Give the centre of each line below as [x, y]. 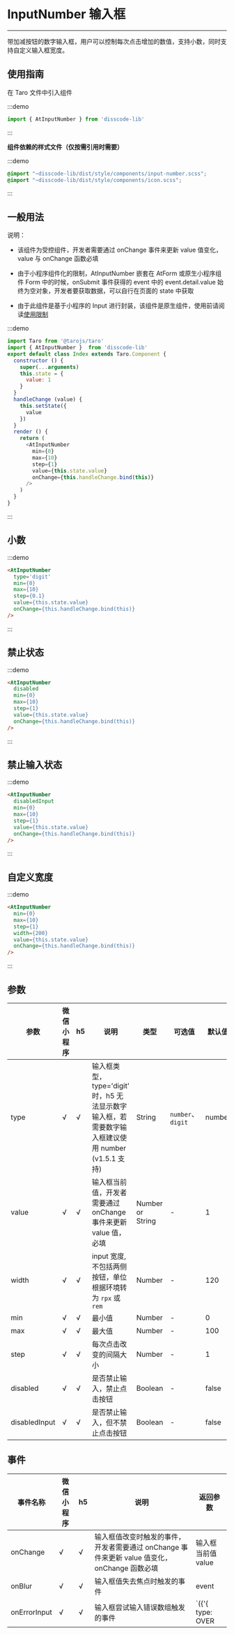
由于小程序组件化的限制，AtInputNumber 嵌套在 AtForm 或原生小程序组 [119, 273]
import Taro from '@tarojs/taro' [56, 341]
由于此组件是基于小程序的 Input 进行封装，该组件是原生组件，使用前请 [118, 306]
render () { [31, 432]
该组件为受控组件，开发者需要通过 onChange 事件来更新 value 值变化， [120, 250]
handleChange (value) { [48, 400]
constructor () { [39, 360]
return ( [32, 439]
